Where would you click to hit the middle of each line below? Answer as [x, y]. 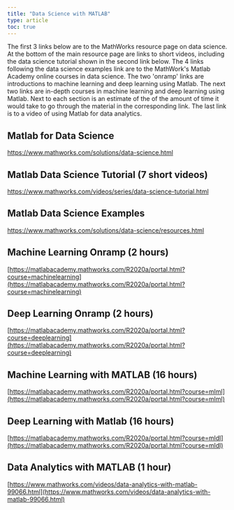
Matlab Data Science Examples [76, 213]
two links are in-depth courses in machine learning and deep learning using [116, 91]
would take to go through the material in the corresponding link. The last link [117, 106]
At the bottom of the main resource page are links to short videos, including [116, 54]
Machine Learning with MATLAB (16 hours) [102, 374]
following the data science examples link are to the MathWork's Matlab [109, 69]
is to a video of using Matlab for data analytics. [75, 113]
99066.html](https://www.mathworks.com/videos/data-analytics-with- [109, 492]
